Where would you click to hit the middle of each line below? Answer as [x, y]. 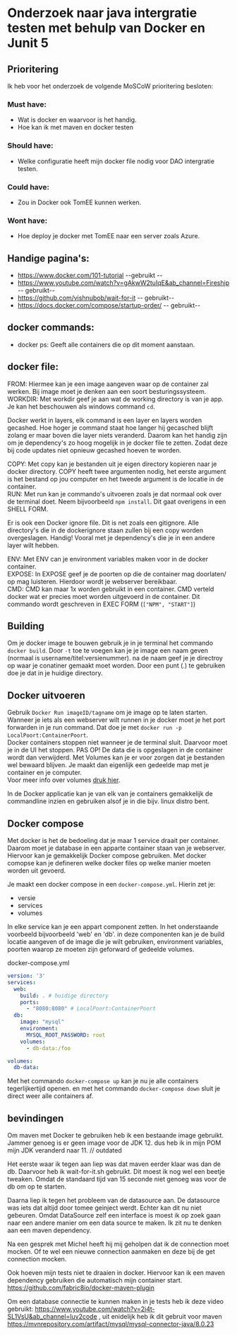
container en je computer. [45, 773]
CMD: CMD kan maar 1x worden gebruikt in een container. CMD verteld [111, 589]
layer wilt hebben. [34, 545]
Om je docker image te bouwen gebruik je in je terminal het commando [110, 643]
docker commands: [51, 328]
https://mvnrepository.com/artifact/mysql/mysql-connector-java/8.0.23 [111, 1324]
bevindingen [36, 1118]
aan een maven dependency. [49, 1230]
